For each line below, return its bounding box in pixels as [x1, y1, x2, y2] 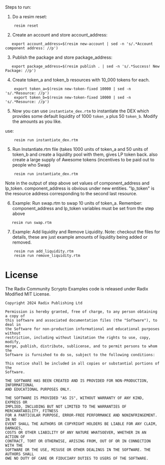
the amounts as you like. [12, 118, 62, 124]
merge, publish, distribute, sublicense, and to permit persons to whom [5, 344, 158, 349]
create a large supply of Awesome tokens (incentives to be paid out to [12, 157, 155, 162]
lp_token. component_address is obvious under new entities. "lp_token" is [5, 185, 155, 191]
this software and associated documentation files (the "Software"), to [5, 318, 158, 322]
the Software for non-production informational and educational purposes [5, 326, 160, 331]
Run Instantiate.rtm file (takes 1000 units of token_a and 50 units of [12, 146, 148, 152]
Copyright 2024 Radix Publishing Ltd [5, 300, 83, 305]
